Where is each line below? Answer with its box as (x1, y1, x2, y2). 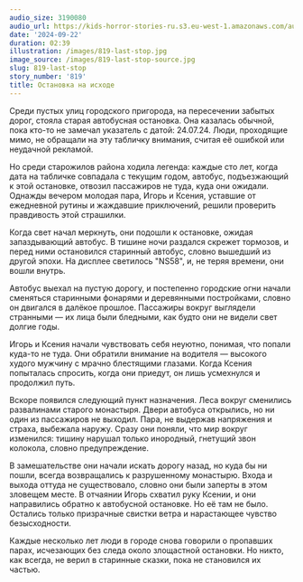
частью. (9, 564, 41, 575)
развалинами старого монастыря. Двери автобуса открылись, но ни (9, 404, 275, 415)
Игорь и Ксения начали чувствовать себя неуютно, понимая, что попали (9, 338, 291, 349)
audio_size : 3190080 (9, 13, 87, 23)
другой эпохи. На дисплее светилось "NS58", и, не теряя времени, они (9, 255, 284, 267)
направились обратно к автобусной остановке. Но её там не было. (9, 498, 269, 509)
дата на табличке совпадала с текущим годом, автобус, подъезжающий (9, 171, 289, 182)
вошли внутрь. (9, 265, 66, 276)
